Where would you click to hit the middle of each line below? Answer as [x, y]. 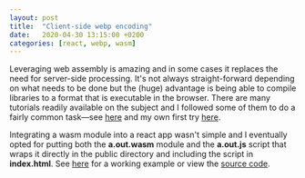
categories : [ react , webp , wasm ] [73, 43]
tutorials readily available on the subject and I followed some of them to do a [152, 108]
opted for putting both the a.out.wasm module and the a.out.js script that [148, 144]
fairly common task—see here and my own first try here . [115, 117]
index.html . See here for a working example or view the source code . [140, 163]
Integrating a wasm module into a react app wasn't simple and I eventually [149, 135]
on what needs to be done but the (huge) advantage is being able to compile [153, 88]
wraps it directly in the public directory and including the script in [132, 154]
